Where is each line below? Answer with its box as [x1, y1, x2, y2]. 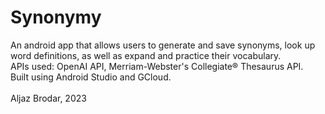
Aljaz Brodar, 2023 [10, 92, 87, 104]
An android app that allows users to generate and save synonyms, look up [10, 39, 316, 51]
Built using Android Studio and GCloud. [10, 71, 172, 83]
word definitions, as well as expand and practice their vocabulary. [10, 49, 282, 61]
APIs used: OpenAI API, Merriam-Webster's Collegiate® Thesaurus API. [10, 60, 304, 72]
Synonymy [10, 6, 102, 29]
